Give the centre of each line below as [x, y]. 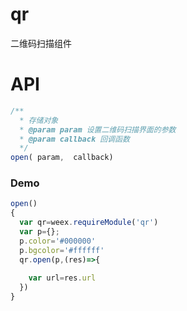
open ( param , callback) [62, 158]
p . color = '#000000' [58, 241]
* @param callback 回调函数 [74, 139]
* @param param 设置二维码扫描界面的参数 [98, 129]
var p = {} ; [39, 232]
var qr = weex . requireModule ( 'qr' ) [89, 223]
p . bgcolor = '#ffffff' [62, 250]
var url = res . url [62, 278]
